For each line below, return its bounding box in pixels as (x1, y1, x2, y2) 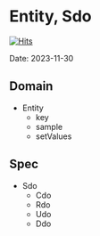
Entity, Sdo (9, 6, 92, 27)
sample (35, 121, 63, 132)
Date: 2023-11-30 (9, 53, 74, 63)
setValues (35, 131, 72, 142)
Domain (9, 78, 54, 94)
